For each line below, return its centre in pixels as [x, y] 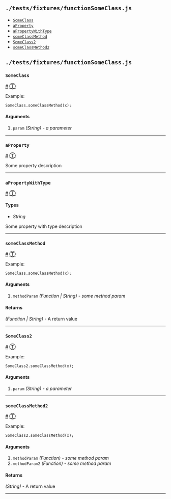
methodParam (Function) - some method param [61, 458]
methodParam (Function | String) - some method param [69, 296]
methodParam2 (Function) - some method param [62, 463]
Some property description [34, 165]
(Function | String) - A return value [41, 319]
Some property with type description [44, 226]
